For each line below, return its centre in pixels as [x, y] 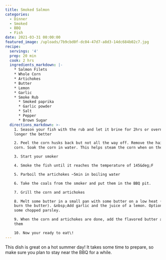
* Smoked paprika [36, 102]
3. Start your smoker [36, 156]
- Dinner [19, 19]
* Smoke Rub [26, 97]
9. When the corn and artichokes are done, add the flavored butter [86, 219]
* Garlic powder [35, 106]
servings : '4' [24, 51]
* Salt [25, 111]
